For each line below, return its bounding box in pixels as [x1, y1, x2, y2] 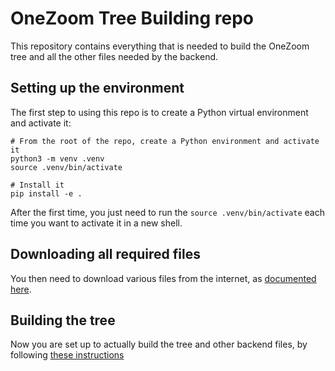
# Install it [10, 180, 65, 190]
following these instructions [10, 349, 125, 361]
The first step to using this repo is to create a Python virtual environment [10, 106, 309, 118]
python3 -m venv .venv [10, 153, 105, 164]
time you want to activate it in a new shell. [10, 217, 183, 229]
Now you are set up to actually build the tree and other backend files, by [10, 338, 308, 351]
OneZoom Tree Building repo [10, 7, 254, 30]
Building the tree [10, 312, 116, 329]
